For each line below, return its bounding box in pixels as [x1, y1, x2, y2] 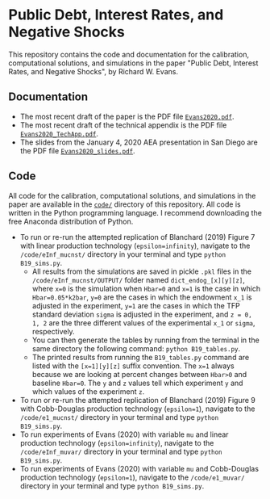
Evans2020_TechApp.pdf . [19, 128, 99, 138]
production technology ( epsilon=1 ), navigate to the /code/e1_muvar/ [19, 472, 245, 482]
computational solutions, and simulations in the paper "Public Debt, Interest [8, 58, 259, 68]
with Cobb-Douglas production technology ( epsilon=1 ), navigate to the [19, 404, 255, 413]
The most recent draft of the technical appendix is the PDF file [19, 120, 227, 130]
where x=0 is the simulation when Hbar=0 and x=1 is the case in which [31, 283, 261, 293]
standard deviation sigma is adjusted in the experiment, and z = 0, [31, 309, 252, 319]
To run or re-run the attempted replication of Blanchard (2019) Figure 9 [19, 395, 256, 405]
